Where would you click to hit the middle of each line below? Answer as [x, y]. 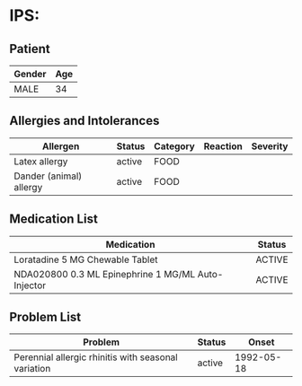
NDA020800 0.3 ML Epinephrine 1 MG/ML [105, 274]
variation [32, 369]
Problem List [45, 317]
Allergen [61, 146]
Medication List [54, 219]
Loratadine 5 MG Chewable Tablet [86, 259]
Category [174, 146]
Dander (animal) [48, 176]
